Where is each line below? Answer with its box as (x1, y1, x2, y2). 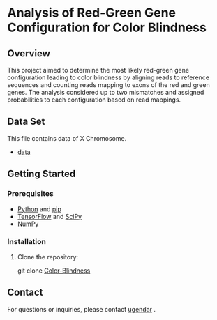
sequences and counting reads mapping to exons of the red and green (7, 81, 211, 89)
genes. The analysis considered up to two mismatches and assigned (7, 89, 204, 96)
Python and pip (17, 204, 61, 213)
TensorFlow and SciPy (17, 212, 82, 220)
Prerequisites (7, 189, 54, 199)
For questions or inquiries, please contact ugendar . (7, 305, 156, 313)
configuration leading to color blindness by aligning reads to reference (7, 73, 210, 82)
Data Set (7, 116, 45, 128)
